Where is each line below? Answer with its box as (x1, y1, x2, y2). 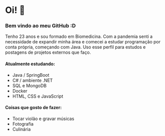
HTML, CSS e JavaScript (12, 93, 64, 99)
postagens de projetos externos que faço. (5, 49, 91, 55)
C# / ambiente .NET (12, 77, 53, 83)
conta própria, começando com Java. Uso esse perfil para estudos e (5, 44, 146, 50)
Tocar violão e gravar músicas (12, 116, 75, 122)
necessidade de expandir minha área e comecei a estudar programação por (5, 39, 161, 45)
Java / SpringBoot (12, 72, 50, 78)
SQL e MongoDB (12, 82, 47, 89)
